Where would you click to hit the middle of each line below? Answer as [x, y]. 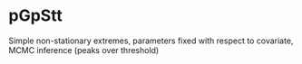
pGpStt [35, 16]
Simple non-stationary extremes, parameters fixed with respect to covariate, [151, 41]
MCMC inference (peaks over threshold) [84, 50]
